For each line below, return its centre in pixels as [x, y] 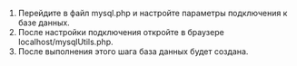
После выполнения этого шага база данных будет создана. [133, 52]
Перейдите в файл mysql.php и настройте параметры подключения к [153, 13]
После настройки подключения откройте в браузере [121, 32]
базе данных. [44, 23]
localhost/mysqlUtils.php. [65, 42]
